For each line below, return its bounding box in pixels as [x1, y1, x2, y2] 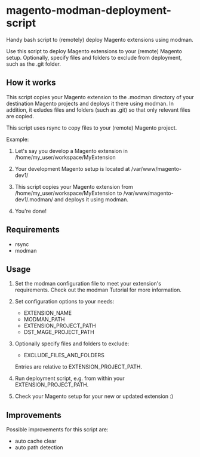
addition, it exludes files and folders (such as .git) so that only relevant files [6, 106, 191, 114]
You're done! [14, 207, 47, 214]
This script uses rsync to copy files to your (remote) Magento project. [6, 124, 177, 131]
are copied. [6, 112, 35, 119]
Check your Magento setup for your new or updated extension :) [14, 392, 174, 400]
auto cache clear [14, 437, 57, 445]
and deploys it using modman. [54, 195, 129, 203]
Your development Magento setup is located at [14, 165, 130, 172]
